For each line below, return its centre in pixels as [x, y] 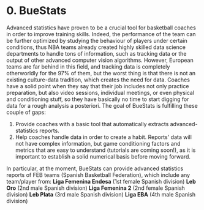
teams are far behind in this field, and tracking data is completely [88, 66]
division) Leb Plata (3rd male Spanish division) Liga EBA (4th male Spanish [101, 194]
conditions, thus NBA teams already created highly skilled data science [96, 47]
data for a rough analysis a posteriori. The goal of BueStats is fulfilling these [102, 105]
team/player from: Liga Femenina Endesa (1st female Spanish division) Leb [101, 181]
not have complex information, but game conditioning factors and [98, 143]
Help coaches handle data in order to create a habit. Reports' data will [103, 137]
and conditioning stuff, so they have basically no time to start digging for [98, 99]
